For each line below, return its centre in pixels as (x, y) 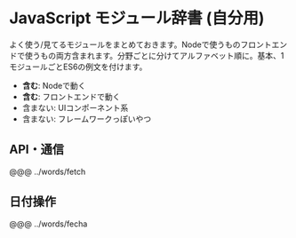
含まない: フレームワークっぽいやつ (87, 119)
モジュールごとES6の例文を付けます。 (78, 67)
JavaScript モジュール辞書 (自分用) (137, 18)
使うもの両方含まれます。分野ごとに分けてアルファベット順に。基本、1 (154, 55)
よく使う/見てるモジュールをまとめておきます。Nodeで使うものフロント (140, 44)
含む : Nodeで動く (54, 85)
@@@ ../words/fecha (48, 224)
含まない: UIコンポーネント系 (75, 107)
